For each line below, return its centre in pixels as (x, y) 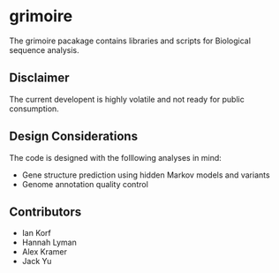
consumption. (34, 109)
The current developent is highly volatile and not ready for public (127, 99)
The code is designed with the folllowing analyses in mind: (116, 157)
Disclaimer (39, 78)
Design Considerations (74, 136)
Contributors (45, 212)
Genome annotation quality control (85, 184)
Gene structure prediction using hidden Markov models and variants (146, 175)
